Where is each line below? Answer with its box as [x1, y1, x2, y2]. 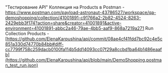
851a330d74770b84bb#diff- [5, 41, 64, 47]
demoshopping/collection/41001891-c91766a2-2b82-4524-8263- [5, 15, 141, 20]
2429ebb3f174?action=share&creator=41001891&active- [5, 20, 122, 26]
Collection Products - [5, 31, 49, 36]
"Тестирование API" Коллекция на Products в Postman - [5, 4, 125, 10]
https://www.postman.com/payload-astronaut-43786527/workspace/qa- [5, 9, 156, 15]
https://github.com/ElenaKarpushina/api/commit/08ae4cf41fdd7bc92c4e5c [7, 36, 163, 42]
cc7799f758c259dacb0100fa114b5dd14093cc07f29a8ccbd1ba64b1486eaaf [5, 47, 162, 52]
